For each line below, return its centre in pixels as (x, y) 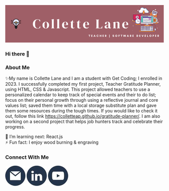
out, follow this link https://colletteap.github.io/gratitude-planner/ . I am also (83, 116)
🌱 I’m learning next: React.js (34, 137)
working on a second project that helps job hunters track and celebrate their (84, 121)
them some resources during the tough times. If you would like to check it (81, 111)
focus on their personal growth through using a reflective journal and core (82, 100)
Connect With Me (27, 157)
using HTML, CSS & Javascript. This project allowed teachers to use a (78, 89)
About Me (18, 67)
